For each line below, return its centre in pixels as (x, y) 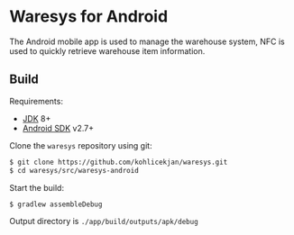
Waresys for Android (89, 17)
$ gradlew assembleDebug (56, 204)
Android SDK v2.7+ (58, 128)
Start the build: (37, 187)
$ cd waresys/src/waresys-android (74, 170)
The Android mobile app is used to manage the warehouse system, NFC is (147, 41)
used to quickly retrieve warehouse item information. (107, 50)
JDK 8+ (37, 118)
